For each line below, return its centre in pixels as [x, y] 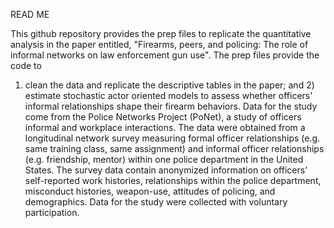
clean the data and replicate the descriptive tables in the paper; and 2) [169, 85]
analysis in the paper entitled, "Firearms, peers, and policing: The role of [159, 44]
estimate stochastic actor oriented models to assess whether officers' [168, 95]
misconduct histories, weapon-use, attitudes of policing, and [150, 191]
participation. [52, 212]
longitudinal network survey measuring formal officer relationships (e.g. [172, 138]
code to [26, 65]
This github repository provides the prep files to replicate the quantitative [161, 33]
